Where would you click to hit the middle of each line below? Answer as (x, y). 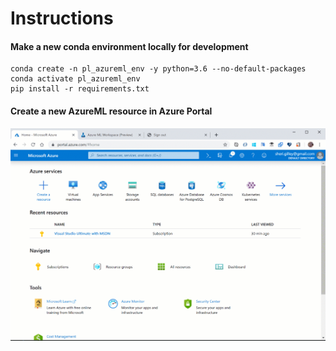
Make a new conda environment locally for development (129, 46)
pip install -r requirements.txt (80, 89)
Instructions (62, 18)
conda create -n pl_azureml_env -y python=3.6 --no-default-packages (158, 69)
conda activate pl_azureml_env (75, 79)
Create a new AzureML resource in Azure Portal (111, 111)
